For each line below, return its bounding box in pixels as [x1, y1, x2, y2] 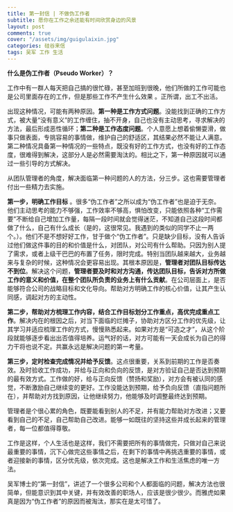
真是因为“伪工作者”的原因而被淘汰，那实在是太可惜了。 [7, 497, 165, 505]
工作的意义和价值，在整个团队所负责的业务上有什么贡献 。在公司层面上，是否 [7, 275, 226, 283]
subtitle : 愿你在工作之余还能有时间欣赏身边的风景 [7, 17, 137, 24]
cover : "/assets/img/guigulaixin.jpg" [7, 36, 119, 43]
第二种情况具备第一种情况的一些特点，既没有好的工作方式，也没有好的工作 [7, 142, 220, 150]
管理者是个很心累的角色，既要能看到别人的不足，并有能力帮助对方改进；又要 [7, 406, 226, 415]
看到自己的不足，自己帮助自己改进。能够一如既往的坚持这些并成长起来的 [7, 415, 214, 424]
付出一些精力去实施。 [7, 182, 68, 191]
